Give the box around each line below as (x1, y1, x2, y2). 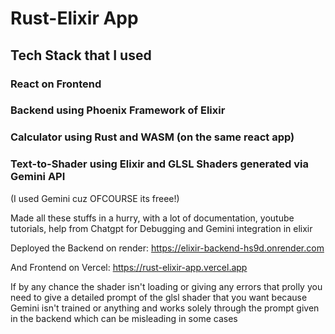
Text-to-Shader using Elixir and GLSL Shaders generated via (10, 157, 309, 171)
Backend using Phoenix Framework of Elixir (10, 103, 226, 117)
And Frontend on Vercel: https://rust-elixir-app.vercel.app (10, 261, 248, 273)
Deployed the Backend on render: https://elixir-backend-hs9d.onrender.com (10, 242, 325, 254)
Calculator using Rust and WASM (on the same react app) (10, 130, 295, 144)
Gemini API (10, 170, 66, 184)
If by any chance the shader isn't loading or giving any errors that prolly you (10, 280, 323, 292)
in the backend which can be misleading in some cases (10, 312, 238, 324)
